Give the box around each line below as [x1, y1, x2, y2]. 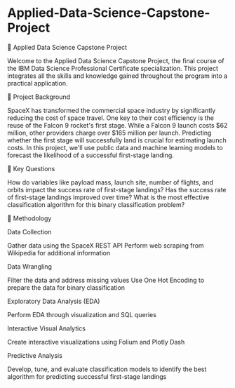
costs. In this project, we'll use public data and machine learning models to [7, 143, 223, 152]
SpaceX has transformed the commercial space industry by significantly [7, 106, 216, 114]
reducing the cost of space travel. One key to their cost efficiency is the [7, 114, 214, 122]
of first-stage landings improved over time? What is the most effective [7, 193, 210, 201]
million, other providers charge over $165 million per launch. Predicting [7, 128, 212, 137]
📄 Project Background [7, 93, 71, 101]
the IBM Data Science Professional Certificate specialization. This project [7, 64, 219, 72]
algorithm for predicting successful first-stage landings [7, 372, 167, 380]
